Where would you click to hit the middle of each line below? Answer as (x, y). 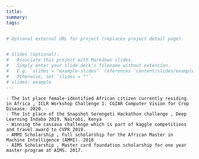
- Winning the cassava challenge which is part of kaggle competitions (96, 124)
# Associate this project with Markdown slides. (70, 60)
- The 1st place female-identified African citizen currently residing (96, 98)
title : (14, 12)
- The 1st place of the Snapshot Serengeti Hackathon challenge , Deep (96, 114)
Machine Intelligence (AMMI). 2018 (50, 140)
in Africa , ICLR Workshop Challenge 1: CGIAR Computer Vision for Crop (98, 104)
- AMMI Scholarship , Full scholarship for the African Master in (90, 135)
